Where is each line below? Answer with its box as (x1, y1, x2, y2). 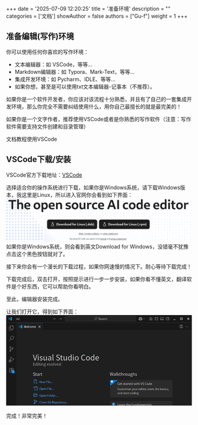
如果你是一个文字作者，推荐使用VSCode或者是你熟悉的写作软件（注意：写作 (6, 115, 192, 122)
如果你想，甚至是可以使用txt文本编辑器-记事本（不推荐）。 (14, 83, 156, 90)
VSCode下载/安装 (6, 154, 71, 164)
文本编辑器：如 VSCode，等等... (14, 61, 93, 68)
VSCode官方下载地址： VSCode (6, 171, 82, 179)
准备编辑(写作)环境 (6, 31, 74, 41)
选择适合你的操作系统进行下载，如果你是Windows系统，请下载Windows (6, 184, 181, 191)
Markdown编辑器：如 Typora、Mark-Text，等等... (14, 68, 135, 75)
